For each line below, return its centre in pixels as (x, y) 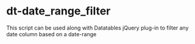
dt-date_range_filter (58, 11)
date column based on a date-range (51, 34)
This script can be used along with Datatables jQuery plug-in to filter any (97, 28)
